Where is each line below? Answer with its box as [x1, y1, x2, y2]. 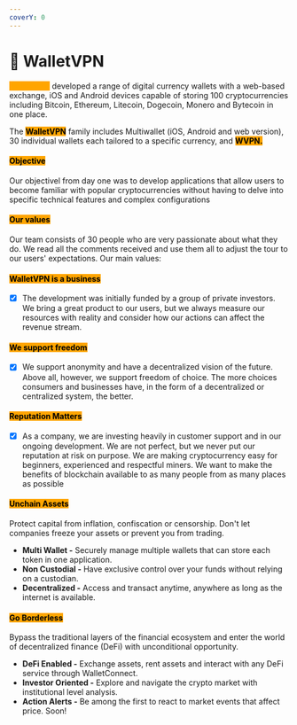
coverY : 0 [9, 12, 46, 22]
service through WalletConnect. [21, 668, 138, 679]
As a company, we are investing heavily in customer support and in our [21, 431, 282, 441]
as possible [21, 478, 65, 488]
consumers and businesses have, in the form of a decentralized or [21, 381, 265, 392]
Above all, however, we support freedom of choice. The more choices [21, 371, 277, 382]
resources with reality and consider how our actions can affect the [21, 312, 265, 324]
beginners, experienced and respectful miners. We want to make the [21, 459, 273, 470]
